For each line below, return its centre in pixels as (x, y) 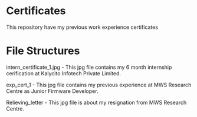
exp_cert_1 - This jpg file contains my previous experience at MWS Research (99, 85)
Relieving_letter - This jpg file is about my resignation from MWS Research (96, 102)
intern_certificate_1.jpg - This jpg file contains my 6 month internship (89, 67)
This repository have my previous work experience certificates (82, 27)
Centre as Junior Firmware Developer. (52, 91)
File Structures (43, 51)
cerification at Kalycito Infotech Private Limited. (64, 73)
